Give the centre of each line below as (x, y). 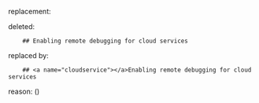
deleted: (22, 26)
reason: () (24, 91)
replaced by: (28, 55)
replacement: (30, 11)
